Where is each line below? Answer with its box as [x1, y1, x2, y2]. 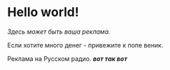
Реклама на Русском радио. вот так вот [7, 54, 128, 63]
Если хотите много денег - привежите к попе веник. [7, 41, 164, 49]
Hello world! [7, 4, 79, 20]
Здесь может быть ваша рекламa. [7, 27, 111, 36]
